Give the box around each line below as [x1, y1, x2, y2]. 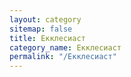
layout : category [9, 14, 82, 25]
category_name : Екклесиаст [9, 42, 122, 53]
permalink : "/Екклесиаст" [9, 52, 117, 62]
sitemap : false [9, 24, 73, 34]
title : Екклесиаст [9, 33, 86, 43]
